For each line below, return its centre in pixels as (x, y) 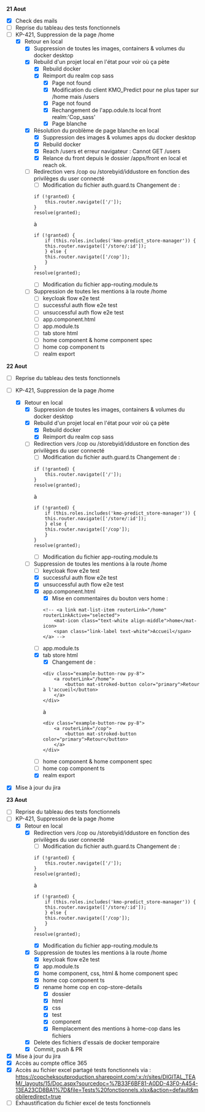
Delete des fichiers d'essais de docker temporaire (96, 1042)
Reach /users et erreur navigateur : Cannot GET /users (112, 151)
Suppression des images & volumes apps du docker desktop (119, 137)
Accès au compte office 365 (51, 1063)
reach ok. (55, 165)
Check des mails (36, 21)
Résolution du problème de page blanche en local (96, 130)
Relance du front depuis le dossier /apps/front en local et (115, 158)
